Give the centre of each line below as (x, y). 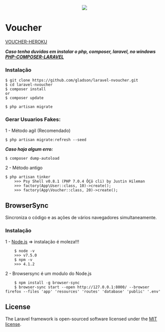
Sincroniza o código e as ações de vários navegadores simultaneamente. (81, 218)
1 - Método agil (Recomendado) (38, 130)
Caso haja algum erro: (29, 149)
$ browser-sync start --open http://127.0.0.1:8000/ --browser (82, 287)
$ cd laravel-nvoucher (29, 85)
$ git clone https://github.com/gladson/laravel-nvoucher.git (72, 81)
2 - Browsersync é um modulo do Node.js (49, 273)
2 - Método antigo (24, 168)
